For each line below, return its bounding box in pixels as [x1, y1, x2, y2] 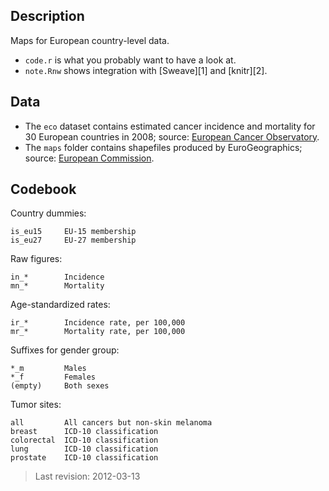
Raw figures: [10, 253, 63, 265]
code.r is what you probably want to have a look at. [24, 54, 237, 66]
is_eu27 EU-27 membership [10, 235, 137, 246]
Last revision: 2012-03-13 [34, 470, 141, 483]
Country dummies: [10, 207, 87, 219]
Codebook [10, 181, 77, 198]
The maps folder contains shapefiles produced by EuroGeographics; [24, 141, 303, 153]
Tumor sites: [10, 399, 62, 411]
